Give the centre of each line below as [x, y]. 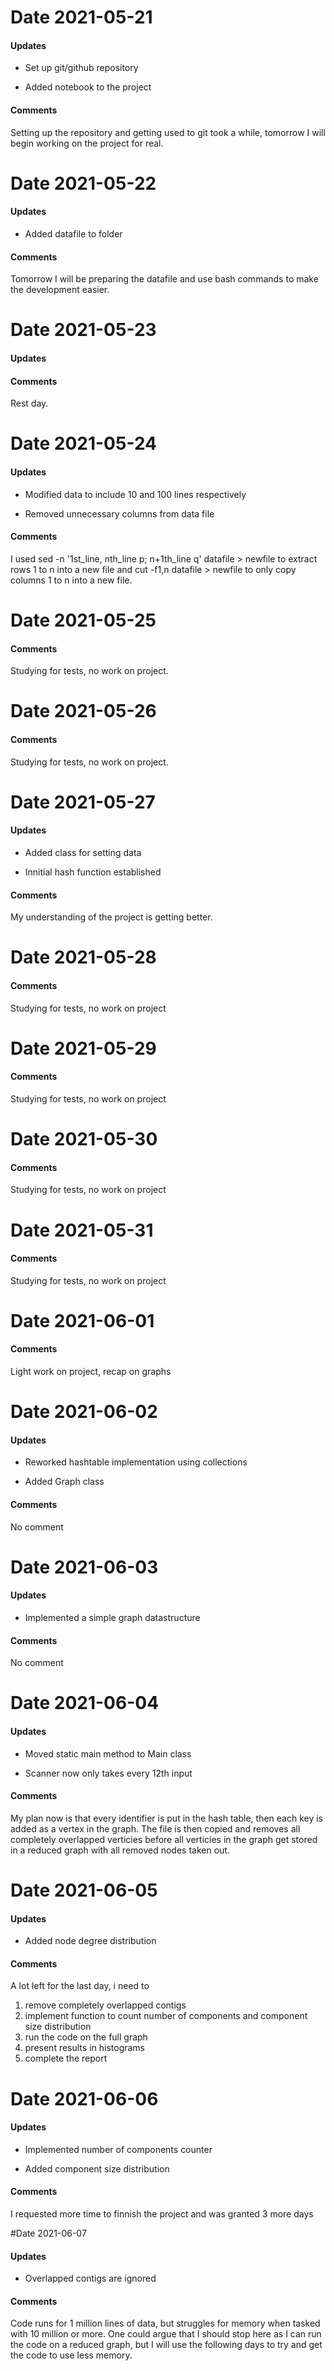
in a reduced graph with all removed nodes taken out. [120, 1850]
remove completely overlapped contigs [105, 2005]
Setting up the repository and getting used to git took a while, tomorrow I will [168, 132]
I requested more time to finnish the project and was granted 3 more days [162, 2214]
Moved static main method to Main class [108, 1753]
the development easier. [60, 290]
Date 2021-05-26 [83, 711]
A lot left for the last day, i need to [80, 1986]
